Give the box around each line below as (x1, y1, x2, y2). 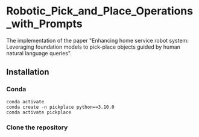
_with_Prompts (6, 17, 83, 31)
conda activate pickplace (6, 109, 71, 115)
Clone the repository (6, 123, 68, 132)
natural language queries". (6, 49, 72, 56)
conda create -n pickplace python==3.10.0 (6, 104, 115, 110)
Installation (6, 67, 49, 78)
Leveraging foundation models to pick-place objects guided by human (6, 43, 181, 50)
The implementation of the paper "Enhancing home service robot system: (6, 37, 189, 44)
